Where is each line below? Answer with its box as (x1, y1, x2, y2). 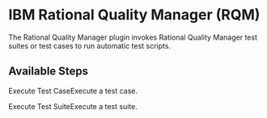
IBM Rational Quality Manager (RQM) (8, 6, 261, 24)
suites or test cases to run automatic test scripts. (8, 40, 172, 50)
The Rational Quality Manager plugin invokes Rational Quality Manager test (8, 32, 257, 42)
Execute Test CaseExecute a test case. (8, 86, 138, 95)
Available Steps (8, 65, 89, 78)
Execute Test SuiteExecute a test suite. (8, 101, 138, 111)
